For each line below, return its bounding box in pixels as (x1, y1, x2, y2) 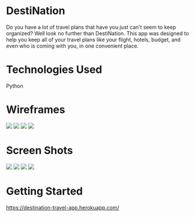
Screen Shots (6, 144, 73, 157)
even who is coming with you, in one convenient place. (6, 42, 139, 49)
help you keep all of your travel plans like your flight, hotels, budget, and (6, 36, 181, 43)
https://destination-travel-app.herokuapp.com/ (6, 204, 119, 211)
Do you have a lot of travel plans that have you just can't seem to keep (6, 24, 176, 31)
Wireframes (6, 103, 66, 116)
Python (6, 82, 23, 89)
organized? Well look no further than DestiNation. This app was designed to (6, 29, 189, 36)
